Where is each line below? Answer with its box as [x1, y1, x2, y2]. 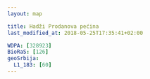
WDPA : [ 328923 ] [7, 42, 52, 49]
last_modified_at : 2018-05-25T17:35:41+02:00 [7, 29, 143, 36]
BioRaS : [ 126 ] [7, 48, 49, 56]
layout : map [7, 10, 42, 17]
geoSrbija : [7, 55, 39, 62]
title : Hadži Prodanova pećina [7, 22, 99, 30]
